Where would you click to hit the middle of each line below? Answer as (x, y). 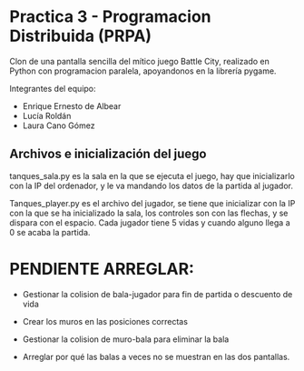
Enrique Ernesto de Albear (72, 105)
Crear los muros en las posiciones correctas (105, 321)
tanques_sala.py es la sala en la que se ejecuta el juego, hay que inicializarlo (152, 175)
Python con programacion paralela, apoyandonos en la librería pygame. (143, 71)
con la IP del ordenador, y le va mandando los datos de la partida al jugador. (151, 185)
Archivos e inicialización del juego (108, 154)
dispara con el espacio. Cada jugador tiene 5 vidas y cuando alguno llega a (150, 222)
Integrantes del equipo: (53, 88)
